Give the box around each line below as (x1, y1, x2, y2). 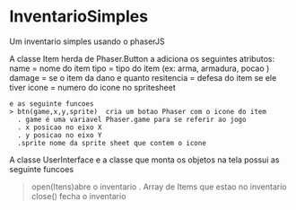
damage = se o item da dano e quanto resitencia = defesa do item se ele (9, 72, 277, 83)
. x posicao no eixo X (17, 123, 102, 132)
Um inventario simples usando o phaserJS (9, 36, 165, 47)
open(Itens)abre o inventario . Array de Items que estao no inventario (30, 181, 287, 192)
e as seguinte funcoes (9, 99, 94, 109)
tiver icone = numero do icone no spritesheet (9, 82, 177, 92)
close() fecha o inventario (30, 190, 126, 201)
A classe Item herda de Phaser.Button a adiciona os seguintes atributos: (9, 53, 275, 64)
